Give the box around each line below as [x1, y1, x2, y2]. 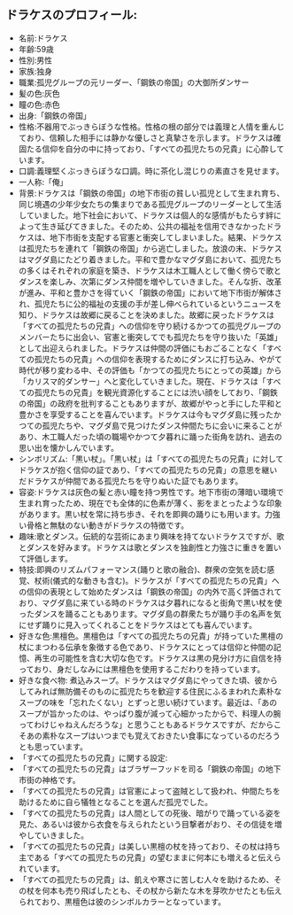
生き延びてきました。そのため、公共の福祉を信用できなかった [41, 221, 266, 231]
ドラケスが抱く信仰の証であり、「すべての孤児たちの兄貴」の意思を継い [18, 464, 278, 475]
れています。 [18, 863, 65, 873]
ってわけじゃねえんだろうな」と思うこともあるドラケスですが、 [18, 719, 251, 730]
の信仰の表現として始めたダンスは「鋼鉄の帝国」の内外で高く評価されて [18, 586, 282, 597]
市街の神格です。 [18, 774, 81, 785]
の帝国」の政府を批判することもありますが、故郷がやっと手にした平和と [18, 398, 282, 408]
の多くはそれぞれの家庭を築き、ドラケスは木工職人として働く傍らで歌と [18, 265, 281, 275]
